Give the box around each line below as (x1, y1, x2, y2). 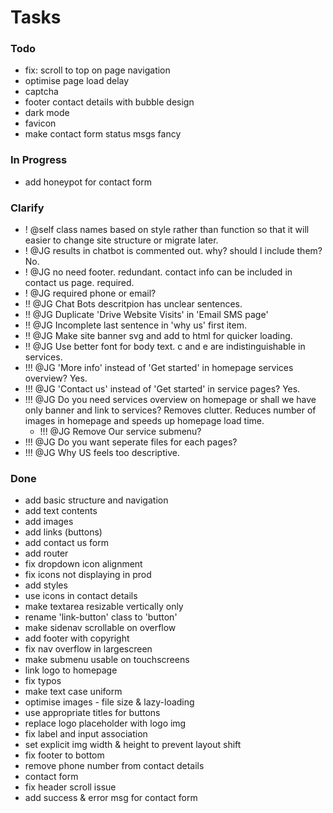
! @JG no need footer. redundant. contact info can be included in (24, 266, 293, 278)
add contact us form (24, 537, 109, 549)
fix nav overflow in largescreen (24, 643, 153, 655)
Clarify (10, 201, 45, 215)
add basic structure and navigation (24, 494, 169, 506)
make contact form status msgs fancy (24, 128, 182, 140)
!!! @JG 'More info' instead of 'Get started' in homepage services (24, 362, 294, 374)
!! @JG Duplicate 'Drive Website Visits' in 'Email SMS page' (24, 309, 269, 321)
